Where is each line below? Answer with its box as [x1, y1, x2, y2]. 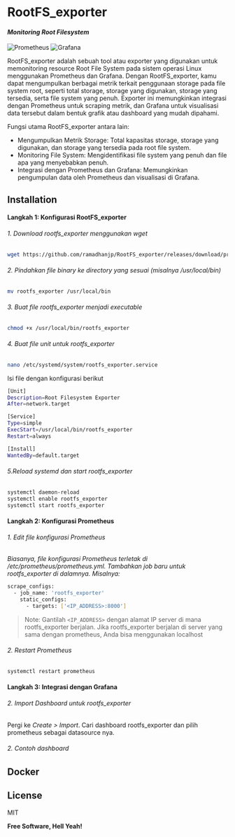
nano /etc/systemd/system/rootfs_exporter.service [7, 361, 158, 368]
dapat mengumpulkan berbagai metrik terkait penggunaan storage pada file [7, 79, 226, 88]
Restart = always [7, 432, 52, 440]
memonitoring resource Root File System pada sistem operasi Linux [7, 64, 202, 73]
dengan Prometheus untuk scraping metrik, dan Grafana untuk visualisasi [7, 102, 219, 110]
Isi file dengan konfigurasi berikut [7, 374, 104, 382]
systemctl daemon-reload [7, 488, 80, 496]
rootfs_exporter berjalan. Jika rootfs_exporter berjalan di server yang [24, 623, 222, 631]
